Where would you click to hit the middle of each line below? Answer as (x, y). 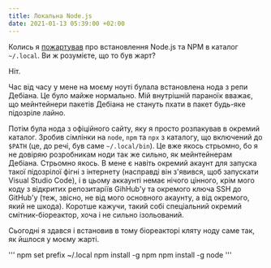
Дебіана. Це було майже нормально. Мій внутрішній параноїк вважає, (131, 95)
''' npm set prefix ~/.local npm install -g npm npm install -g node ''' (120, 255)
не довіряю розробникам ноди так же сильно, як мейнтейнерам (120, 154)
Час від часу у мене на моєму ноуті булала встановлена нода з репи (128, 87)
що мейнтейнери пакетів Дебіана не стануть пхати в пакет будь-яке (127, 104)
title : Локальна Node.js (50, 16)
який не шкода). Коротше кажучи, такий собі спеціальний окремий (125, 206)
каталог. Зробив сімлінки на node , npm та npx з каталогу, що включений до (135, 137)
